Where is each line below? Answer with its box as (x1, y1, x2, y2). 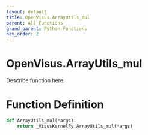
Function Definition (6, 98, 104, 112)
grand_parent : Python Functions (6, 25, 87, 32)
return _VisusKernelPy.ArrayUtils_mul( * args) (17, 123, 134, 129)
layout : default (6, 8, 47, 15)
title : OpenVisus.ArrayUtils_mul (6, 14, 90, 20)
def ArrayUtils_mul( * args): (6, 118, 77, 124)
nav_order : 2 (6, 31, 39, 37)
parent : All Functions (6, 20, 63, 26)
